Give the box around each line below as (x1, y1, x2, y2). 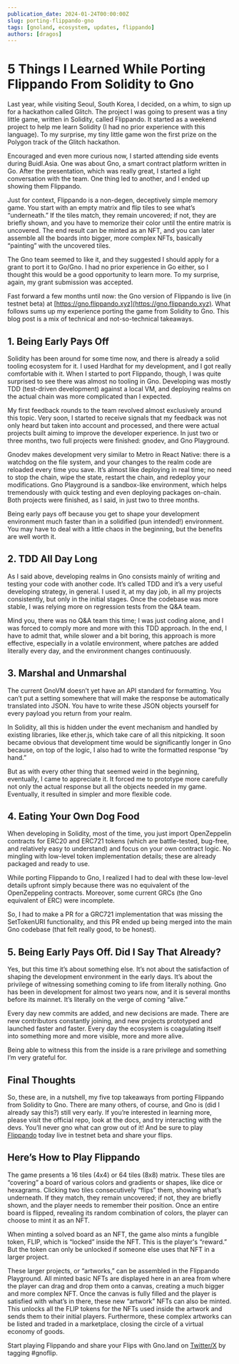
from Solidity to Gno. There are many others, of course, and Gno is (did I (7, 1100, 220, 1109)
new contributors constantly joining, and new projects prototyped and (7, 1017, 213, 1025)
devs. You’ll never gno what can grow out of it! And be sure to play (7, 1123, 203, 1132)
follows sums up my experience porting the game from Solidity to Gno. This (7, 307, 230, 316)
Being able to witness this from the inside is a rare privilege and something (7, 1045, 227, 1054)
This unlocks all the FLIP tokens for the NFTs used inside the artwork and (7, 1304, 223, 1313)
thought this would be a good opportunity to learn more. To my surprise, (7, 271, 220, 279)
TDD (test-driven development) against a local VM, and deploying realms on (7, 385, 231, 393)
